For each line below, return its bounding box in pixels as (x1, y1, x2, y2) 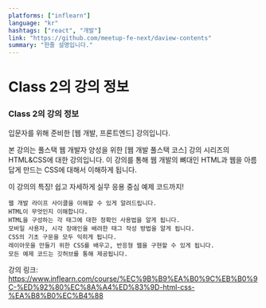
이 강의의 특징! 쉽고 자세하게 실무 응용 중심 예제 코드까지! (8, 181, 185, 191)
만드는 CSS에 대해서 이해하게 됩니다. (22, 165, 137, 174)
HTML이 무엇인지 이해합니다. (8, 208, 88, 216)
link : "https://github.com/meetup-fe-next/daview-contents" (8, 33, 213, 42)
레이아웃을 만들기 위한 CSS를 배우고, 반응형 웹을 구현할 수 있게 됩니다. (8, 241, 215, 249)
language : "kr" (8, 19, 59, 27)
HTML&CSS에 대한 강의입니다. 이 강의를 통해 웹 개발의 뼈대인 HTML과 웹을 (8, 154, 243, 164)
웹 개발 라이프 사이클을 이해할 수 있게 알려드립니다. (8, 199, 157, 207)
